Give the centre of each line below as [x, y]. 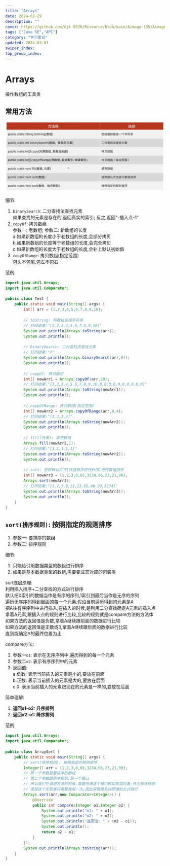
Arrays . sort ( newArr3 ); [47, 481]
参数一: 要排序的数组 [34, 538]
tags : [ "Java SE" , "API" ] [31, 32]
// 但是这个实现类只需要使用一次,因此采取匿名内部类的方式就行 [81, 789]
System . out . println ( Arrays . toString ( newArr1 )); [74, 390]
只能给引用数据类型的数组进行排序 [48, 566]
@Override [42, 800]
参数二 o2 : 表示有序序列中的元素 [45, 662]
